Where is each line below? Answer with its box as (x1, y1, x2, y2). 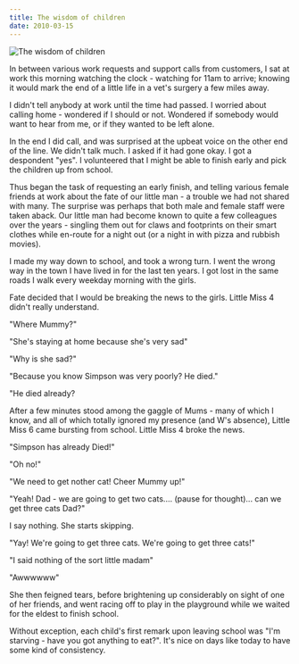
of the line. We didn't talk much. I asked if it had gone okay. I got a (9, 145, 253, 156)
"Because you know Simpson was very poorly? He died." (9, 370, 219, 381)
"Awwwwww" (9, 572, 60, 583)
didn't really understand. (9, 301, 100, 312)
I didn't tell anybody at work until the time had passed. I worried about (9, 99, 267, 110)
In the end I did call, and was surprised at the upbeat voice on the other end (9, 136, 288, 146)
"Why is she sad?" (9, 353, 78, 364)
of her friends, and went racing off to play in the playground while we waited (9, 599, 290, 610)
